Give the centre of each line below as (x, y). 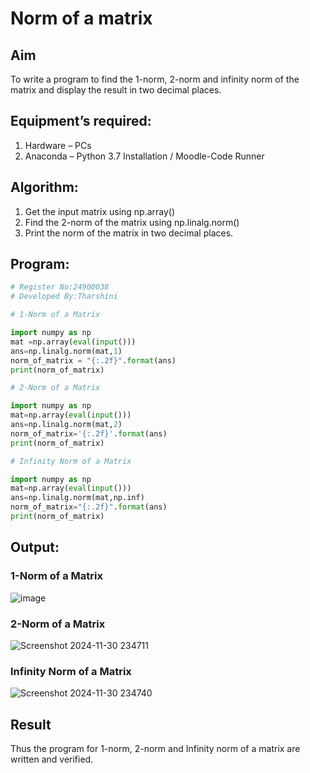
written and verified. (52, 759)
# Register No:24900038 (60, 287)
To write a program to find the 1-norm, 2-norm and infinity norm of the (155, 79)
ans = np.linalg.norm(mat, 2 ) (66, 425)
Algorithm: (44, 187)
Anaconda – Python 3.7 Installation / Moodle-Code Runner (144, 156)
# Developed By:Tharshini (64, 297)
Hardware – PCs (58, 145)
